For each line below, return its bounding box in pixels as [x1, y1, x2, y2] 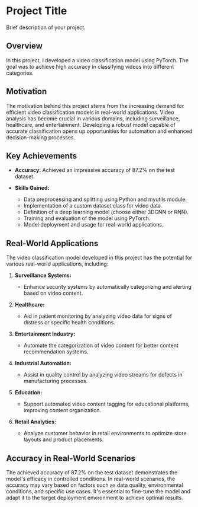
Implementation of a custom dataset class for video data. [23, 202, 163, 209]
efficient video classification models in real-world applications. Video [6, 109, 174, 116]
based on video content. [23, 289, 83, 297]
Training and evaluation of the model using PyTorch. [23, 215, 151, 222]
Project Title [6, 4, 67, 18]
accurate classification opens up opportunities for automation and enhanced [6, 127, 193, 135]
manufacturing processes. [23, 378, 88, 385]
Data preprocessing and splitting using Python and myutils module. [23, 196, 187, 203]
